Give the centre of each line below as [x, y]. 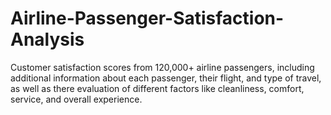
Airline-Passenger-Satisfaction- [147, 18]
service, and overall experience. [76, 99]
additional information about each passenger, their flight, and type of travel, [166, 78]
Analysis [47, 39]
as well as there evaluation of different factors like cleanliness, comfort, [157, 88]
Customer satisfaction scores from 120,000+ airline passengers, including [162, 67]
